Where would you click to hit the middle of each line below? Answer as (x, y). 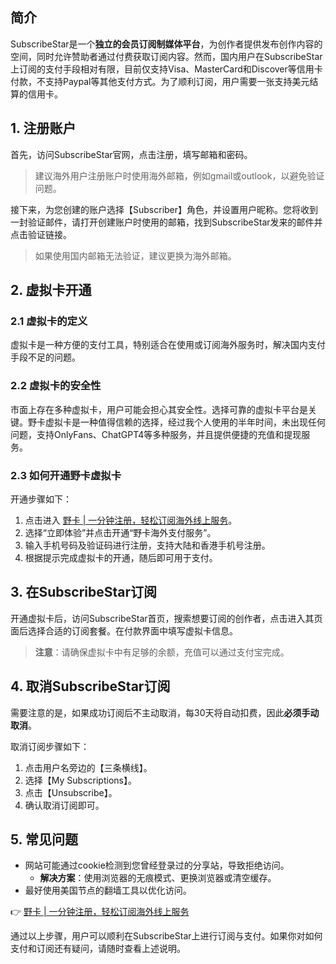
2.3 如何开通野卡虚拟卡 (66, 475)
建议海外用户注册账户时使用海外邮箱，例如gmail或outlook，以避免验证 (179, 175)
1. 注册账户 (43, 128)
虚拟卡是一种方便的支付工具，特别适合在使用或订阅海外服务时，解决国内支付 (168, 345)
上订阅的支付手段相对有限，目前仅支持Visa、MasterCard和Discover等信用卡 (166, 69)
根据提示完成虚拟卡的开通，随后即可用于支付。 (121, 557)
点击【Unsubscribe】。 (71, 792)
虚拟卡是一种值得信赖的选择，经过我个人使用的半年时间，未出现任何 (185, 422)
